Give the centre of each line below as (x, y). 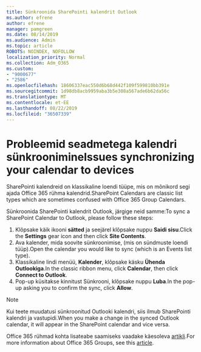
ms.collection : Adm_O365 (38, 63)
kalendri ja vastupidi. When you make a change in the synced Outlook (93, 318)
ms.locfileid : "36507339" (39, 114)
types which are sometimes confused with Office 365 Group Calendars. (96, 200)
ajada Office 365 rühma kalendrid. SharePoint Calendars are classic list (95, 193)
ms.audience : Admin (31, 40)
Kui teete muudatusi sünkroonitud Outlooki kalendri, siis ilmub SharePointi (99, 312)
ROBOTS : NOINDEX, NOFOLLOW (40, 52)
